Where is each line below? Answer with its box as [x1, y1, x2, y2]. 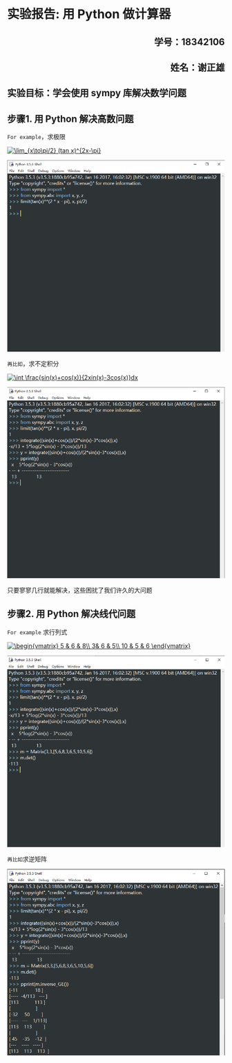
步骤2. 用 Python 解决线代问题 [7, 608, 136, 620]
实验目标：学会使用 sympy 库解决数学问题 [7, 87, 187, 99]
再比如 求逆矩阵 [7, 855, 47, 863]
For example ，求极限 [7, 133, 66, 141]
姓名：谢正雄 [170, 62, 225, 73]
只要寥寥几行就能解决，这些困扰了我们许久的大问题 [7, 586, 153, 594]
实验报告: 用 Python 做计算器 [7, 6, 171, 22]
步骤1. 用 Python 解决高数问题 [7, 113, 134, 124]
